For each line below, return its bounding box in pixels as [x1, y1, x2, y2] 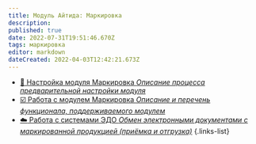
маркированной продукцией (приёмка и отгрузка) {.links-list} [19, 126, 230, 135]
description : [8, 19, 52, 27]
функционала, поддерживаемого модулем [19, 106, 166, 116]
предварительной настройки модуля [19, 85, 146, 95]
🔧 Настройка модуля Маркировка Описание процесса [19, 77, 205, 87]
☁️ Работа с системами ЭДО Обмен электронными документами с [19, 115, 248, 124]
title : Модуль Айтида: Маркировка [8, 11, 123, 20]
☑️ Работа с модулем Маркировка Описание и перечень [19, 94, 211, 104]
